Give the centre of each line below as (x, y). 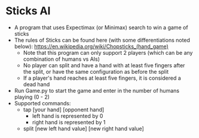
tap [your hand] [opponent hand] (64, 109)
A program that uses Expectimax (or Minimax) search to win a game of (101, 27)
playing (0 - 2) (32, 97)
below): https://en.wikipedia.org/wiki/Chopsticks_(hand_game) (91, 46)
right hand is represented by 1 (69, 122)
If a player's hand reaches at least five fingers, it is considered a (102, 78)
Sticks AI (28, 11)
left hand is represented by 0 (68, 116)
